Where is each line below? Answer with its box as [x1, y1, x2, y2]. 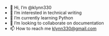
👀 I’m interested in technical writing [9, 10, 82, 16]
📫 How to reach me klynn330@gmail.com [9, 26, 97, 31]
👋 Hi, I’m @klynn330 [9, 5, 52, 10]
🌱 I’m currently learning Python [9, 15, 73, 20]
